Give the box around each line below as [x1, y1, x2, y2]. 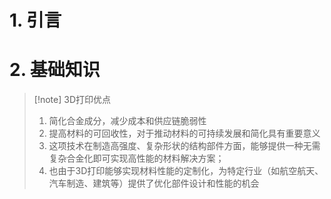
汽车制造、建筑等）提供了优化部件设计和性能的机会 [48, 177, 260, 190]
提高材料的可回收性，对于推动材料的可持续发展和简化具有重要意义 [48, 127, 321, 140]
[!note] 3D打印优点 [33, 94, 111, 106]
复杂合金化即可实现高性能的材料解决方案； [48, 152, 225, 165]
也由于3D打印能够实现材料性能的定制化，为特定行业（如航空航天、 [48, 165, 324, 177]
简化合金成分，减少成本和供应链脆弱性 [48, 115, 207, 127]
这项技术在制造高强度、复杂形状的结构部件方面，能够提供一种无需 [48, 140, 321, 152]
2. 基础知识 [9, 59, 101, 81]
